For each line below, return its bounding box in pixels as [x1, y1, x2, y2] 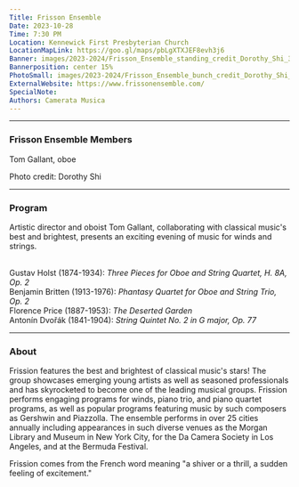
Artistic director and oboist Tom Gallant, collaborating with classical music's [9, 222, 287, 232]
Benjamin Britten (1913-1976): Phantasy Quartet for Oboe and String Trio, [9, 286, 278, 296]
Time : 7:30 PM [9, 29, 62, 38]
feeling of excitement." [9, 468, 93, 479]
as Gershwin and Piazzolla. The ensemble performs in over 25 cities [9, 413, 259, 424]
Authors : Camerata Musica [9, 95, 105, 105]
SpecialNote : [9, 87, 58, 96]
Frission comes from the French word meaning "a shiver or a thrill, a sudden [9, 459, 288, 469]
